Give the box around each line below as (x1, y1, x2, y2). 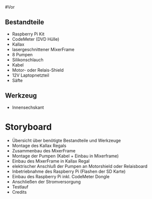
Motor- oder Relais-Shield (12, 67, 64, 73)
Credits (12, 189, 27, 195)
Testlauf (12, 184, 29, 190)
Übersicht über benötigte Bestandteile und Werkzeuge (12, 137, 121, 143)
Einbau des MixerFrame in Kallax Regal (12, 158, 90, 164)
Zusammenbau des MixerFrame (12, 148, 76, 153)
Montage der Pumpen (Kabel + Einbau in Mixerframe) (12, 153, 119, 159)
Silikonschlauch (12, 57, 44, 63)
